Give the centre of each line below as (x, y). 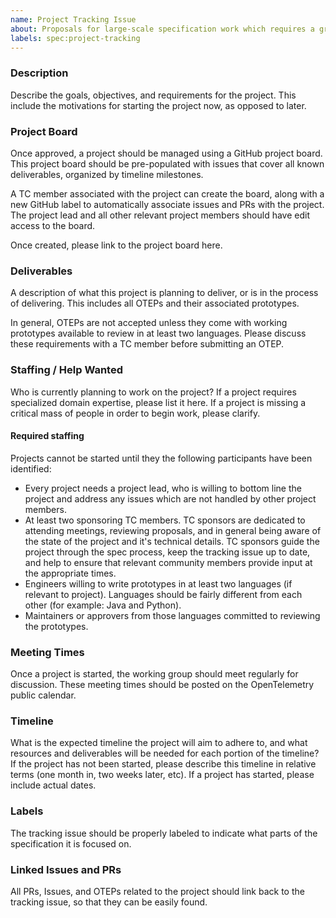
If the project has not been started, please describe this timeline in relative (163, 764)
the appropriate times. (70, 573)
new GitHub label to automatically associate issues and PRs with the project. (167, 204)
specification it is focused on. (71, 843)
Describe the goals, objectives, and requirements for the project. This (153, 95)
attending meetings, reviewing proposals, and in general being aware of (173, 530)
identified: (31, 468)
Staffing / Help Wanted (67, 370)
